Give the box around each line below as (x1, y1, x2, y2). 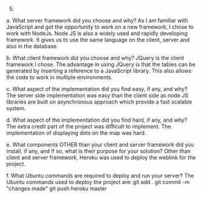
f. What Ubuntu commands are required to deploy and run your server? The (6, 172, 195, 179)
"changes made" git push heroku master (6, 185, 108, 192)
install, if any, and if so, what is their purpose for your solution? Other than (6, 148, 191, 154)
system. (6, 105, 26, 111)
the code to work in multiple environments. (6, 74, 113, 81)
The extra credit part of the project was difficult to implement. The (6, 123, 171, 130)
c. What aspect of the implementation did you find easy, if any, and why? (6, 85, 187, 93)
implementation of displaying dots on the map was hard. (6, 130, 146, 136)
